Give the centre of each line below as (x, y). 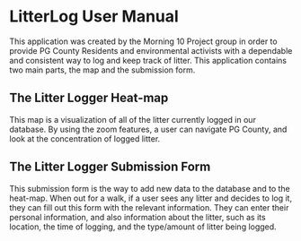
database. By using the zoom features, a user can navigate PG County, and (148, 129)
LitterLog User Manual (94, 17)
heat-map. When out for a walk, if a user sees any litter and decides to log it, (151, 198)
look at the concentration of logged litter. (85, 138)
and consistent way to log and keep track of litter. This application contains (148, 60)
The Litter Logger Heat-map (89, 98)
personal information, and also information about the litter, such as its (138, 217)
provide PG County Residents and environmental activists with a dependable (151, 50)
